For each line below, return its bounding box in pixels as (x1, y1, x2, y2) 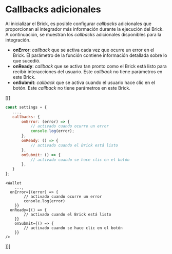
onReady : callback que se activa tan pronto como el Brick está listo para (12, 63, 167, 69)
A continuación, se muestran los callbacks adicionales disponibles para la (5, 31, 162, 37)
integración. (5, 37, 31, 43)
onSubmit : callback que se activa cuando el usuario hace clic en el (12, 79, 156, 86)
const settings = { (5, 104, 47, 110)
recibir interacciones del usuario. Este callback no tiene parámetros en (12, 68, 163, 75)
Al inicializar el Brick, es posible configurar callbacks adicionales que (5, 20, 151, 27)
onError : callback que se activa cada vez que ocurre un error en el (12, 47, 155, 53)
